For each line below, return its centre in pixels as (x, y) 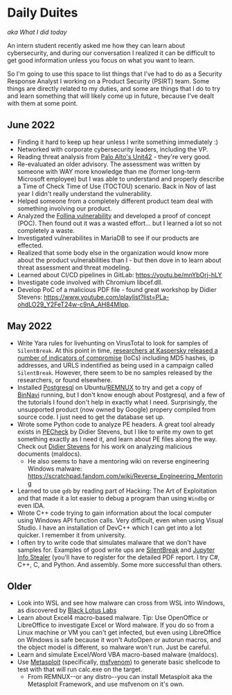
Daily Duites (43, 13)
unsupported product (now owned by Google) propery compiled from (116, 409)
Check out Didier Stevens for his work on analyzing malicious (105, 446)
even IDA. (31, 505)
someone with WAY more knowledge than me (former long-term (109, 171)
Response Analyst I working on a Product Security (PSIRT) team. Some (108, 81)
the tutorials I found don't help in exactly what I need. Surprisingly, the (117, 402)
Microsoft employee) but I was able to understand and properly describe (121, 179)
